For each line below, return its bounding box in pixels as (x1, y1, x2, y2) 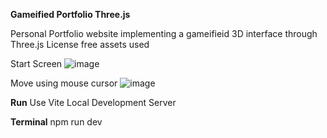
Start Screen (10, 58, 63, 69)
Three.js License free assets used (10, 39, 150, 50)
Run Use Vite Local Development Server (10, 97, 177, 108)
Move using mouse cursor (10, 77, 118, 89)
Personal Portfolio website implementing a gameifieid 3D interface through (10, 28, 318, 39)
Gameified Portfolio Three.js (10, 9, 131, 20)
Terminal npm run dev (10, 116, 103, 128)
